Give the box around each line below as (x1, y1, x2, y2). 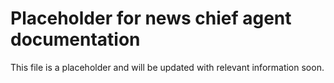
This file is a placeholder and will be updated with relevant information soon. (10, 61, 325, 73)
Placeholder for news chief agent (10, 7, 292, 30)
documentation (10, 28, 141, 51)
